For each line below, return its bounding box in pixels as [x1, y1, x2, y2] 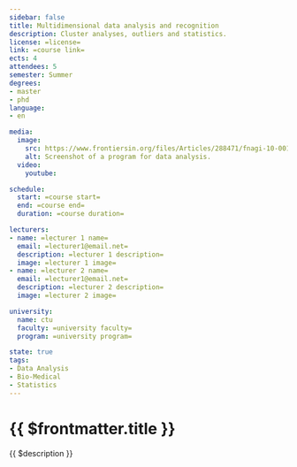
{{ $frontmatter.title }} [9, 418, 176, 439]
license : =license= [9, 37, 81, 47]
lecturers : [9, 226, 49, 234]
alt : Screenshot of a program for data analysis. [25, 152, 212, 161]
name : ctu [17, 315, 53, 324]
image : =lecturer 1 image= [17, 258, 117, 267]
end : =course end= [17, 201, 86, 211]
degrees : [9, 79, 42, 88]
